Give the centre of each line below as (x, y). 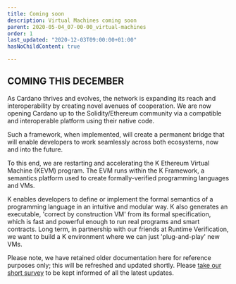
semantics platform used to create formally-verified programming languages (118, 178)
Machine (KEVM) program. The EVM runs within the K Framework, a (106, 171)
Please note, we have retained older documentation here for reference (109, 257)
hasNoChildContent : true (44, 47)
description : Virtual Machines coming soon (72, 20)
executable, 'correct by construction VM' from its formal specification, (109, 214)
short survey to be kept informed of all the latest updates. (91, 273)
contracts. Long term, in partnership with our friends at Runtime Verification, (118, 229)
